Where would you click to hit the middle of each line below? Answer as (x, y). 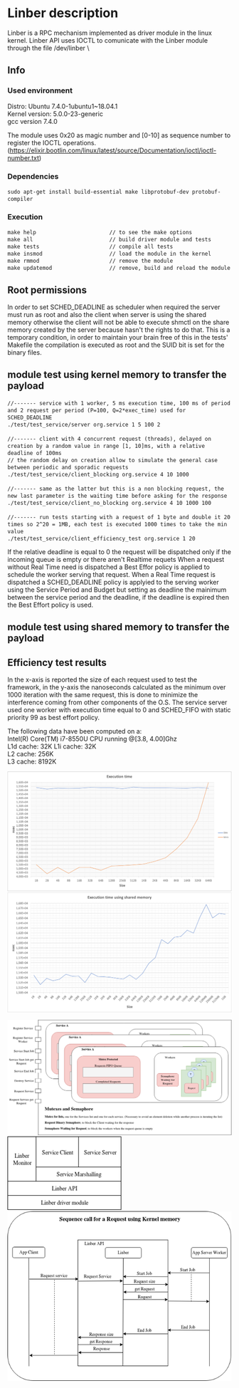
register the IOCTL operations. (52, 142)
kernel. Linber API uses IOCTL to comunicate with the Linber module (108, 40)
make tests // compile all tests (90, 247)
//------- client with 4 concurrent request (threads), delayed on (110, 439)
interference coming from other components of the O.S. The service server (117, 702)
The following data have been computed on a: (75, 731)
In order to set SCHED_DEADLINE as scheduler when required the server (114, 307)
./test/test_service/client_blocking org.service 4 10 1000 (99, 474)
